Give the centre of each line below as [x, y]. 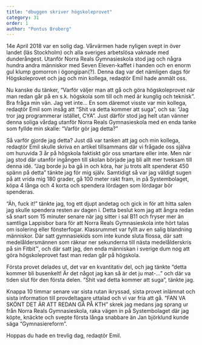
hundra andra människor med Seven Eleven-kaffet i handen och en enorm [99, 65]
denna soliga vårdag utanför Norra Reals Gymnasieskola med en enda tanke [101, 122]
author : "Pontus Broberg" [39, 29]
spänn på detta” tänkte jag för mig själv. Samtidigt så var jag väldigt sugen [99, 173]
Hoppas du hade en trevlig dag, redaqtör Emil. [64, 336]
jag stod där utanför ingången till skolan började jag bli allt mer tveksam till [99, 160]
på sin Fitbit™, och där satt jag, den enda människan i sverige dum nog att [98, 249]
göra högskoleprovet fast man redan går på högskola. [73, 255]
